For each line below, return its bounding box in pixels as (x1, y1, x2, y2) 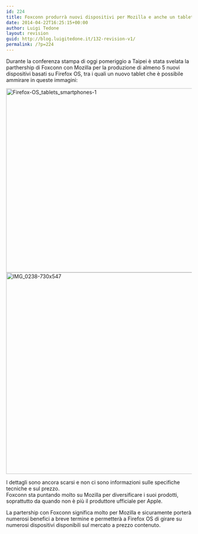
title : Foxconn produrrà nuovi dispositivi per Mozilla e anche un (6, 14, 176, 20)
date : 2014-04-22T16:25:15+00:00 (6, 19, 88, 25)
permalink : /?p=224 (6, 42, 54, 48)
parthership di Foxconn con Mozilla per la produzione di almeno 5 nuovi (6, 64, 180, 71)
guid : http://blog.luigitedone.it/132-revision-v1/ (6, 36, 136, 42)
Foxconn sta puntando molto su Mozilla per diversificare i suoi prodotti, (6, 491, 179, 498)
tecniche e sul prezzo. (6, 484, 60, 492)
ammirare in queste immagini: (6, 76, 78, 83)
